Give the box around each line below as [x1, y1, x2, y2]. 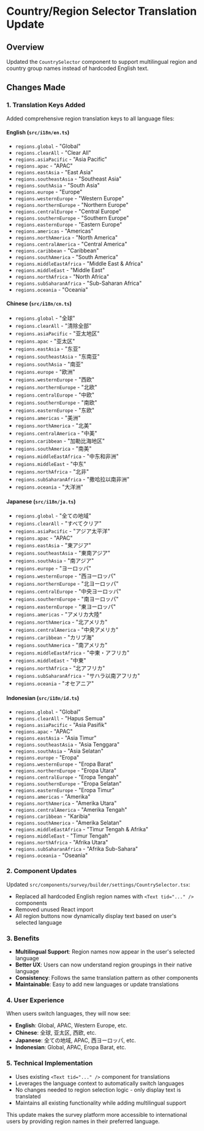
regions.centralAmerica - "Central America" [15, 240, 127, 247]
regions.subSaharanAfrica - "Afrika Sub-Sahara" [15, 845, 138, 852]
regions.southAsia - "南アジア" [15, 557, 94, 564]
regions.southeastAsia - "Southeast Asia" [15, 175, 122, 182]
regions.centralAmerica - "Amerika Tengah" [15, 806, 127, 813]
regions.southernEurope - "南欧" [15, 399, 97, 406]
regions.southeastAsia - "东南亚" [15, 353, 100, 360]
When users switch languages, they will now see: [6, 1010, 130, 1017]
